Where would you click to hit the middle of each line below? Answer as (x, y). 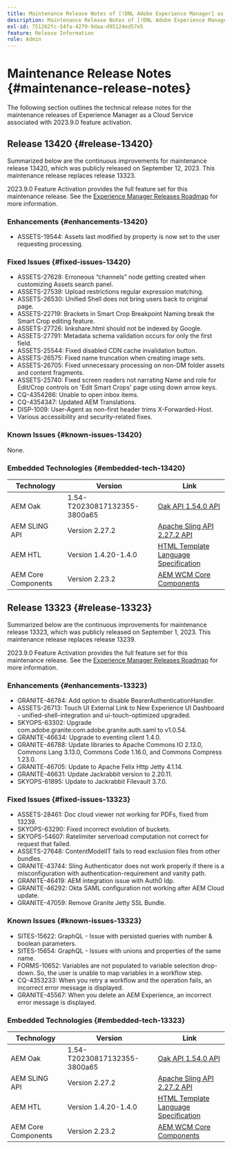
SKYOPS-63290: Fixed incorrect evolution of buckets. (94, 830)
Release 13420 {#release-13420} (80, 144)
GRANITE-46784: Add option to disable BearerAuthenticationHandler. (116, 701)
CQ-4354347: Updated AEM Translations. (77, 402)
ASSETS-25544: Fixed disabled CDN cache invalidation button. (107, 351)
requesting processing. (50, 244)
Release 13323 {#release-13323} (80, 608)
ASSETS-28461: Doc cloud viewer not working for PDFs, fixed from (113, 814)
